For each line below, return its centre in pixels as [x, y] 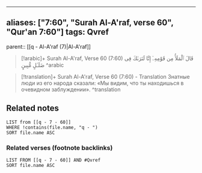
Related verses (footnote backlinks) [60, 148]
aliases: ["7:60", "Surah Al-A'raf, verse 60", [90, 23]
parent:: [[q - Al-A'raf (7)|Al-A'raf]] [49, 46]
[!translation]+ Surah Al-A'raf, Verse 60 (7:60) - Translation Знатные [106, 76]
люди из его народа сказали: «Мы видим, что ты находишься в [103, 83]
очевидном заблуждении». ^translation [71, 89]
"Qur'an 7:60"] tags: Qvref [58, 32]
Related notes [32, 108]
